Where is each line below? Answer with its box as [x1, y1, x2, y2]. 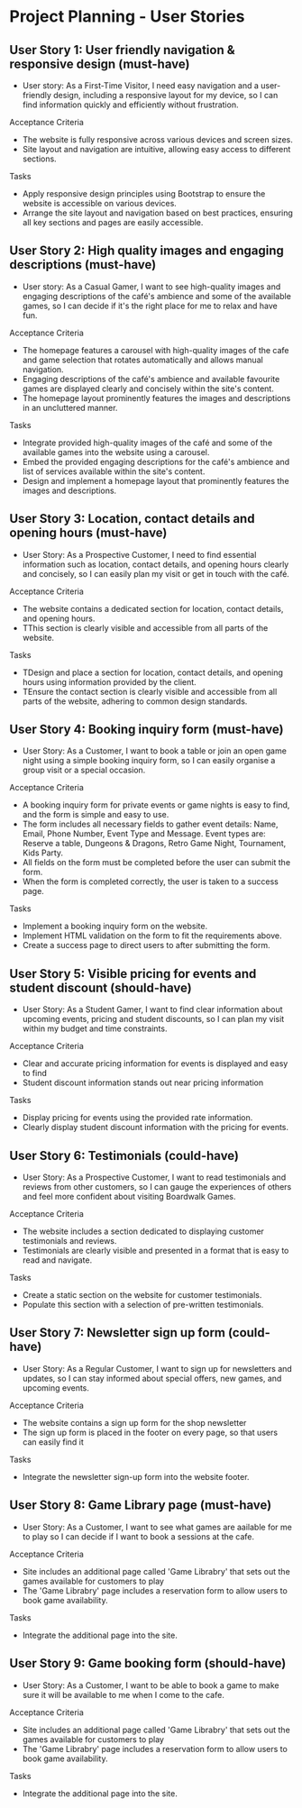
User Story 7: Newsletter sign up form [9, 1325, 226, 1340]
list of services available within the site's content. [22, 466, 206, 477]
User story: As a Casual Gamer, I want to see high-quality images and [22, 281, 281, 292]
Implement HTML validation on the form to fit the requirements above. [22, 930, 282, 941]
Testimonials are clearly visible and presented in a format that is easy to [22, 1246, 289, 1256]
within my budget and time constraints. [22, 1023, 168, 1034]
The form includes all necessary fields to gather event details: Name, [22, 818, 279, 830]
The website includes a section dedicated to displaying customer [22, 1226, 264, 1237]
